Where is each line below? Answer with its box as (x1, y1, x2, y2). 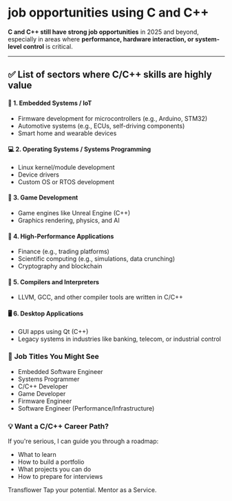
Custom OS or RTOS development (17, 177, 115, 186)
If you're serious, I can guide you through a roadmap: (8, 437, 159, 446)
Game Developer (17, 389, 66, 397)
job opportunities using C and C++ (8, 5, 209, 21)
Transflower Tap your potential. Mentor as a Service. (8, 486, 157, 494)
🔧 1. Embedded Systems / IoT (8, 99, 92, 107)
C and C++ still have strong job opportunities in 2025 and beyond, (8, 28, 199, 36)
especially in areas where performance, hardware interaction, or (8, 35, 194, 43)
